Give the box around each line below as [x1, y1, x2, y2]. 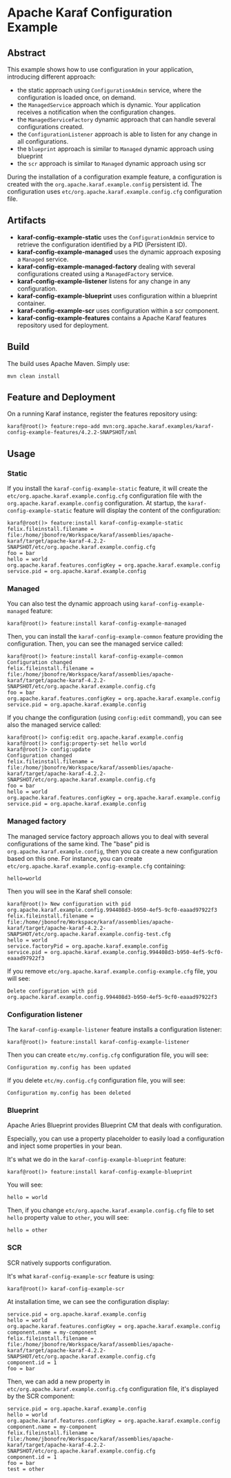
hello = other [7, 1227, 48, 1234]
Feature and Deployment [7, 391, 116, 403]
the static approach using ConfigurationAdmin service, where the [17, 86, 202, 94]
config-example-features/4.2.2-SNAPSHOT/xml [7, 429, 137, 436]
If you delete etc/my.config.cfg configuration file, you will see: [7, 1076, 185, 1085]
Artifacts [7, 215, 46, 226]
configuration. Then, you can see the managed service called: [7, 640, 184, 648]
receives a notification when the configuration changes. [17, 108, 176, 116]
